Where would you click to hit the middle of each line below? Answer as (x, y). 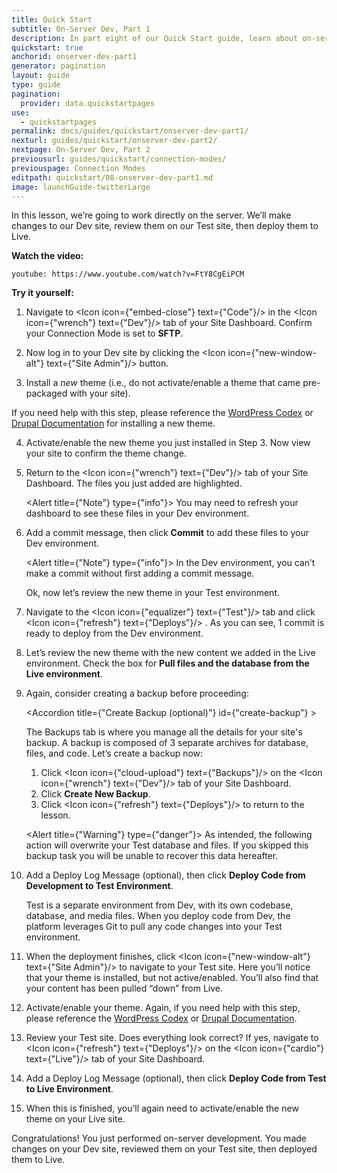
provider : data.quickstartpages (88, 103)
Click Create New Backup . (95, 794)
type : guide (36, 85)
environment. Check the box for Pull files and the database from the (167, 663)
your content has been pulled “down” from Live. (124, 988)
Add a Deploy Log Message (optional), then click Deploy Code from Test (176, 1078)
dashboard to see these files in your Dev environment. (137, 513)
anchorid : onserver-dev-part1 (74, 57)
